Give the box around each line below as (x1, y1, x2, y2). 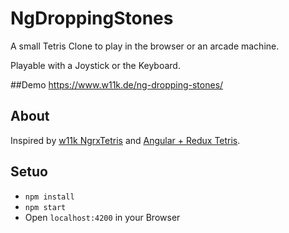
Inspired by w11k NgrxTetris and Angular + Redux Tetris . (10, 134, 241, 146)
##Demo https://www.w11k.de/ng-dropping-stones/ (10, 78, 224, 91)
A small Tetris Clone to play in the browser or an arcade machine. (10, 40, 280, 52)
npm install (24, 192, 75, 202)
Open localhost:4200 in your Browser (24, 211, 181, 223)
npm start (24, 202, 67, 212)
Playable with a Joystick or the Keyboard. (10, 59, 181, 71)
